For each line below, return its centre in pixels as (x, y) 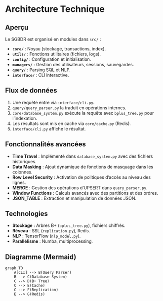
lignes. (19, 182)
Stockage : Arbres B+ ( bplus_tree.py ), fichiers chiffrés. (69, 225)
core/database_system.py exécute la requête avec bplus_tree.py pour (83, 113)
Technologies (27, 214)
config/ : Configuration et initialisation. (52, 59)
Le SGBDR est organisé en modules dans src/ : (53, 39)
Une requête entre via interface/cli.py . (53, 102)
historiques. (24, 161)
